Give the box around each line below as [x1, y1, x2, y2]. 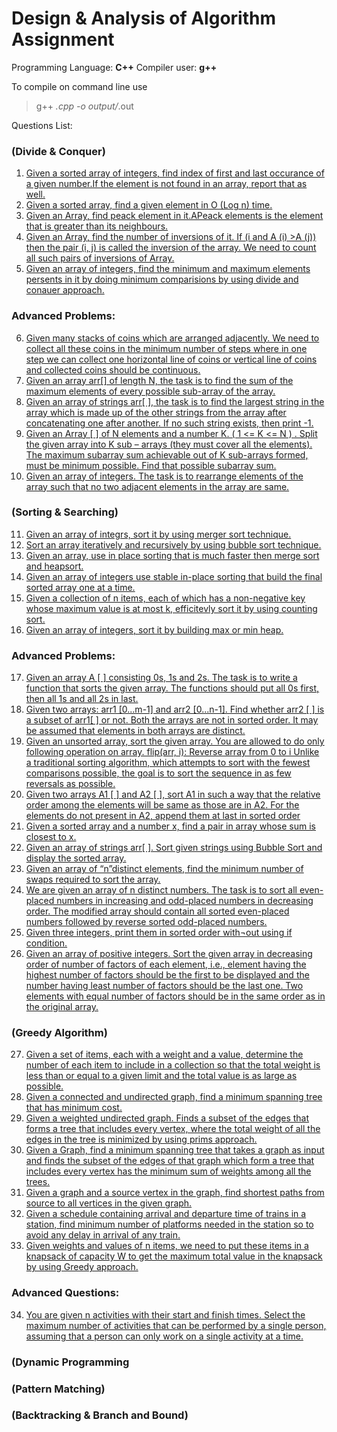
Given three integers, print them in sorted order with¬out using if [25, 927, 293, 939]
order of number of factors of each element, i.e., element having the [25, 958, 307, 971]
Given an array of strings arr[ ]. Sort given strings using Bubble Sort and [25, 842, 323, 854]
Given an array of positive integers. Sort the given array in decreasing [25, 948, 313, 960]
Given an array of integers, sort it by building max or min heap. [25, 623, 284, 636]
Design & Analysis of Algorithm [11, 7, 276, 30]
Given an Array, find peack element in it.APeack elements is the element [25, 210, 324, 222]
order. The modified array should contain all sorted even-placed [25, 905, 290, 917]
